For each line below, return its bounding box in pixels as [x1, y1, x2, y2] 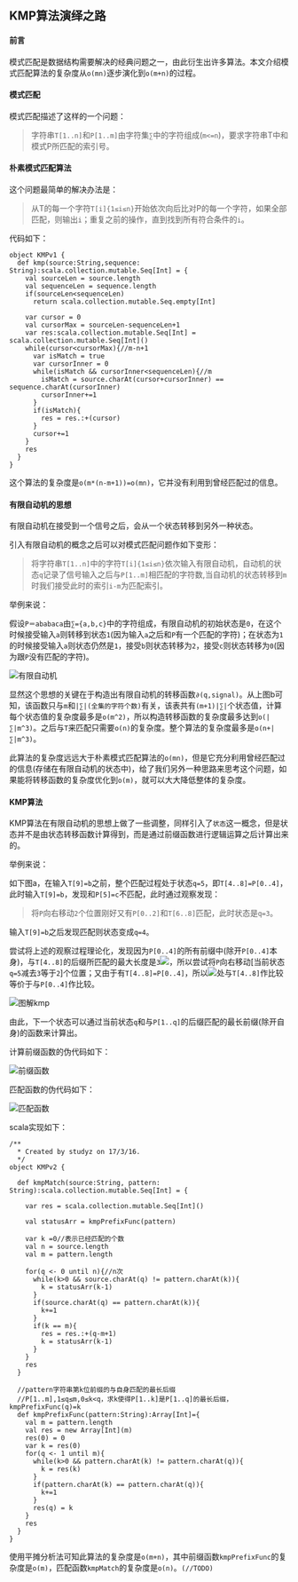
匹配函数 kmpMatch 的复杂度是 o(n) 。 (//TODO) [56, 1562, 214, 1573]
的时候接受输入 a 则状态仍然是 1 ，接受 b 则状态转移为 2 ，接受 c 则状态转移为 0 [9, 640, 275, 651]
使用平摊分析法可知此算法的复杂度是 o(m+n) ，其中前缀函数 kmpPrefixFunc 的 [9, 1552, 279, 1562]
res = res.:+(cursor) [41, 414, 122, 423]
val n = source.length [25, 1242, 109, 1252]
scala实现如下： [9, 1122, 68, 1133]
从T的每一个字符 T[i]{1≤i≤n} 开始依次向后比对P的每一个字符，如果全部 [30, 203, 287, 213]
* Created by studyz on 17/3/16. [17, 1148, 141, 1157]
